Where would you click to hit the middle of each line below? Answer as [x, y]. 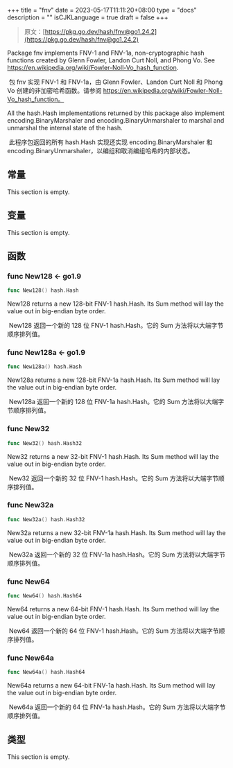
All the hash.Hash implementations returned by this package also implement [116, 113]
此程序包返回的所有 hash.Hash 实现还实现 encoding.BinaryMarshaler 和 [111, 142]
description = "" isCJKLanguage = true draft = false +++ [88, 17]
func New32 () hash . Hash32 [44, 443]
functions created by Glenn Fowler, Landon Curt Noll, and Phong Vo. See [111, 60]
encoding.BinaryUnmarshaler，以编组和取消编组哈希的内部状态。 [101, 151]
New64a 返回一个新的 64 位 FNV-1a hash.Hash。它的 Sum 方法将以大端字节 [117, 707]
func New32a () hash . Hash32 [46, 519]
